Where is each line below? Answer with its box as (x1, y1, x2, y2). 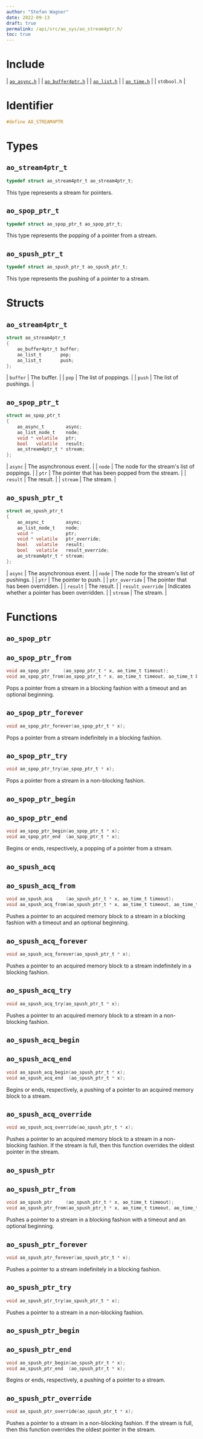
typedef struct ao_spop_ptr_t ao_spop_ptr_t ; (6, 221, 123, 227)
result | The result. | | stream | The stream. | (6, 476, 117, 483)
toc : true (6, 32, 31, 38)
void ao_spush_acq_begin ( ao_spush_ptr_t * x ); (6, 1069, 126, 1075)
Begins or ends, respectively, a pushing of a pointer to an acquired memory (6, 1086, 194, 1093)
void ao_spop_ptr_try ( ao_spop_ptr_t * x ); (6, 766, 115, 772)
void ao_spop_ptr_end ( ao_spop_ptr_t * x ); (6, 834, 120, 840)
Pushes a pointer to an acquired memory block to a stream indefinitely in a (6, 962, 192, 969)
